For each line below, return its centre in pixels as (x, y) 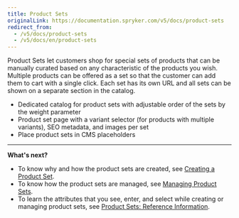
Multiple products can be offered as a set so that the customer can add (112, 76)
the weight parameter (49, 112)
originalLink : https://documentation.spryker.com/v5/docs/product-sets (116, 21)
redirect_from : (30, 27)
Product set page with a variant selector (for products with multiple (116, 120)
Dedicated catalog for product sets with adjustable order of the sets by (122, 104)
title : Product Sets (38, 14)
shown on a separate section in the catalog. (71, 91)
